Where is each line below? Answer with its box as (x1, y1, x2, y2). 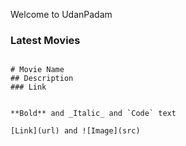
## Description (10, 74, 74, 84)
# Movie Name (10, 65, 65, 75)
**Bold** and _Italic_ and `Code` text (10, 109, 177, 119)
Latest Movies (10, 33, 81, 47)
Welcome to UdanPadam (10, 9, 113, 20)
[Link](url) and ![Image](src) (10, 126, 141, 136)
